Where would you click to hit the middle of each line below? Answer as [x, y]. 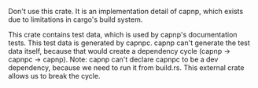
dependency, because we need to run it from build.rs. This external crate [126, 68]
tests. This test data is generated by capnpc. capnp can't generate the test [129, 43]
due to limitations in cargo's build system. [76, 19]
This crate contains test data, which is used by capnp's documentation [123, 35]
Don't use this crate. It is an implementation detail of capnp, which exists [126, 11]
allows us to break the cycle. [54, 76]
